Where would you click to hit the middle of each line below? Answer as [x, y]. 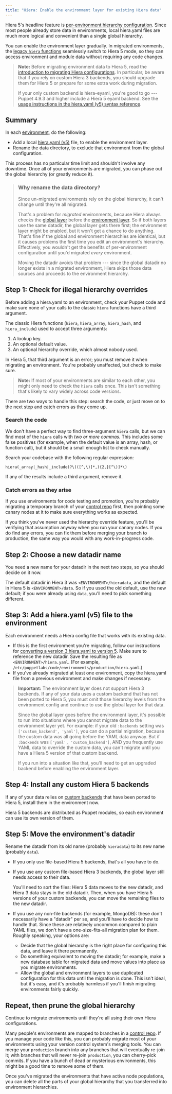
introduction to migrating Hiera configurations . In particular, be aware [91, 72]
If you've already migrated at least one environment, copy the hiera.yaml [90, 673]
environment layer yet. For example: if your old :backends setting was [91, 725]
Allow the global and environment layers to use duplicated [82, 973]
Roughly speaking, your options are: [51, 935]
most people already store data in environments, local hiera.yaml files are [83, 30]
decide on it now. [24, 572]
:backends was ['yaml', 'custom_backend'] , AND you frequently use [90, 742]
